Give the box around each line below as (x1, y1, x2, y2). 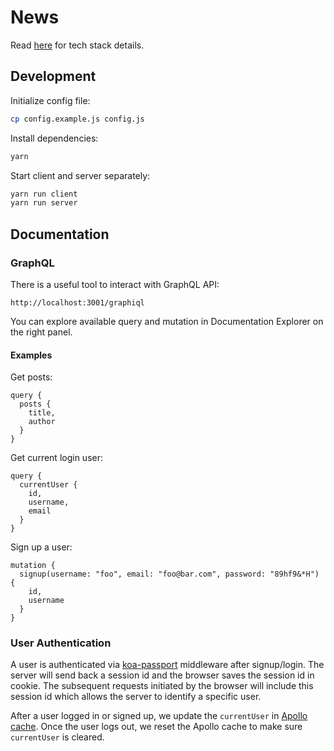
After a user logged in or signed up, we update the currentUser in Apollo (10, 710, 308, 722)
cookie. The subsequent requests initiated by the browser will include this (10, 680, 314, 692)
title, (28, 408, 56, 418)
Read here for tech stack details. (10, 39, 145, 51)
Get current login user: (10, 452, 103, 464)
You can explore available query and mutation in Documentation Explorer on (10, 315, 324, 327)
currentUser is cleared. (10, 731, 105, 743)
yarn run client (10, 189, 78, 199)
